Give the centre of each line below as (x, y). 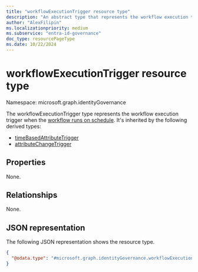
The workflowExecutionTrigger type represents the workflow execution (92, 114)
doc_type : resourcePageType (41, 39)
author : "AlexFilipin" (34, 22)
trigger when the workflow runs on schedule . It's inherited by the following (97, 120)
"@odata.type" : (30, 258)
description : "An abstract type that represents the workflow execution (97, 17)
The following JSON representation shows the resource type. (80, 242)
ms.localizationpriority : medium (47, 28)
